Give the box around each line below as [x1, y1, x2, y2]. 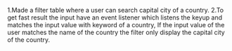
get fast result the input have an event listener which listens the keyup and [7, 13, 223, 22]
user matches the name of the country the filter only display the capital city [7, 28, 225, 36]
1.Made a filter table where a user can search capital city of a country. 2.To [7, 6, 224, 14]
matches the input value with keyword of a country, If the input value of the [7, 21, 225, 29]
